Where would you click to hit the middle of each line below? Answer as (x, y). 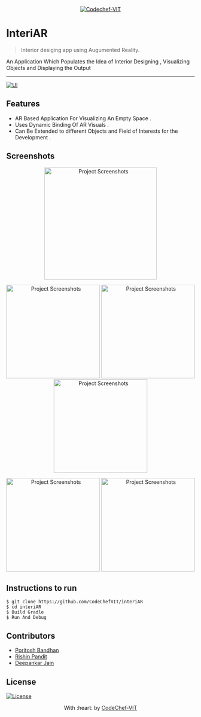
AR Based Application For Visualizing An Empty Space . (83, 118)
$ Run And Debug (26, 618)
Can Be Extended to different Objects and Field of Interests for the (96, 131)
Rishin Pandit (31, 657)
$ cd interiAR (24, 607)
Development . (33, 137)
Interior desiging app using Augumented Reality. (80, 50)
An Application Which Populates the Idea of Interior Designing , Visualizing (98, 61)
